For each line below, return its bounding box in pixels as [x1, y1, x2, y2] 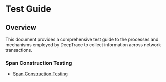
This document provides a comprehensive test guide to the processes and [5, 36, 159, 42]
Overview [5, 23, 37, 32]
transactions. [5, 47, 33, 53]
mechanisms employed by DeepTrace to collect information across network [5, 42, 161, 48]
